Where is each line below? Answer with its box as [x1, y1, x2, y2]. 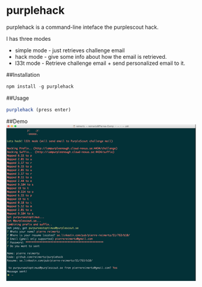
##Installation [6, 71, 40, 78]
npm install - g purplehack [6, 83, 74, 89]
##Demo [6, 118, 28, 125]
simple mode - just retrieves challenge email [14, 46, 125, 54]
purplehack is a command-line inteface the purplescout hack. [6, 23, 159, 31]
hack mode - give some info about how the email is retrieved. [14, 53, 167, 60]
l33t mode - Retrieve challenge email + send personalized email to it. [14, 59, 185, 67]
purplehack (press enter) [6, 106, 71, 113]
